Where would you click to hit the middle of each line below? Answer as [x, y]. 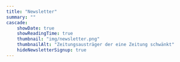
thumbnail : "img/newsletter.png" [58, 39]
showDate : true [36, 28]
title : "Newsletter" [32, 12]
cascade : [17, 22]
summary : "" [21, 17]
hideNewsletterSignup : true [52, 50]
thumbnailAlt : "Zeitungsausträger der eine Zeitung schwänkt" [96, 45]
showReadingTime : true [45, 34]
